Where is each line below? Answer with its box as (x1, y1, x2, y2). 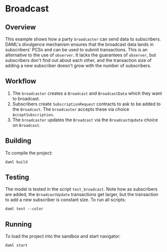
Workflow (5, 77, 36, 85)
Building (5, 137, 31, 145)
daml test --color (5, 207, 43, 212)
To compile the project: (5, 150, 53, 156)
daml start (5, 243, 28, 248)
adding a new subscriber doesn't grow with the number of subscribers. (5, 63, 152, 68)
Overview (5, 23, 36, 31)
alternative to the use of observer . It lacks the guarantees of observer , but (5, 52, 156, 58)
